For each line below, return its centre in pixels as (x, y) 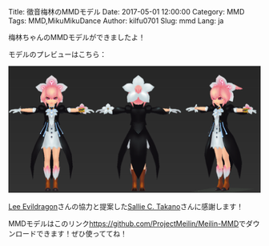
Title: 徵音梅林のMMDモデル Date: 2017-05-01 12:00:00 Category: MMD (126, 12)
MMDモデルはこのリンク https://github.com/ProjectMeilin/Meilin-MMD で (127, 224)
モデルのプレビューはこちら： (57, 54)
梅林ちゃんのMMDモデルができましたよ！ (77, 37)
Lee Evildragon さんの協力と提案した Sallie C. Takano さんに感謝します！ (126, 206)
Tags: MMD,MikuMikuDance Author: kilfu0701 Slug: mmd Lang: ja (116, 21)
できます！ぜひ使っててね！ (82, 233)
